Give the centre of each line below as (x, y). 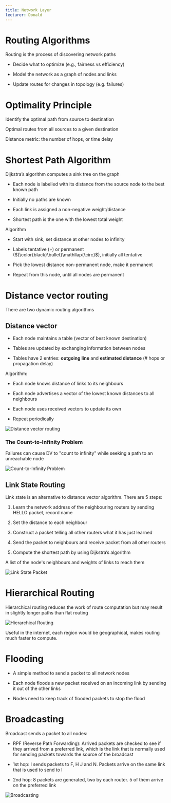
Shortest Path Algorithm (58, 160)
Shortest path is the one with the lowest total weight (68, 219)
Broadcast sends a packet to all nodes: (46, 733)
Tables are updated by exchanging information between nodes (79, 348)
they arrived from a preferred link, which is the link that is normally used (89, 749)
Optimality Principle (49, 105)
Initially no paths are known (42, 200)
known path (25, 190)
